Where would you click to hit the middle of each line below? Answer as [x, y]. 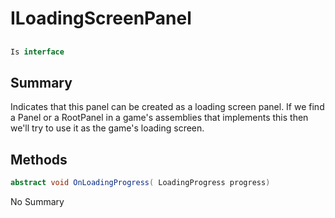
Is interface [37, 52]
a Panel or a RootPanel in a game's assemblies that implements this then [159, 118]
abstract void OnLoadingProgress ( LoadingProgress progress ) [140, 183]
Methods [39, 159]
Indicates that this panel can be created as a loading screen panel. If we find [167, 107]
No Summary [37, 201]
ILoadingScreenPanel [101, 18]
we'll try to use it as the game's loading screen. [107, 128]
